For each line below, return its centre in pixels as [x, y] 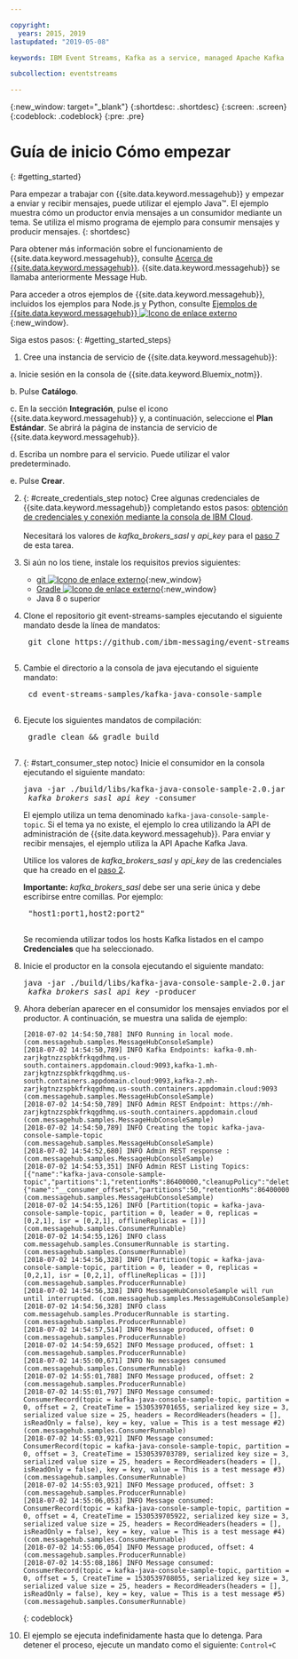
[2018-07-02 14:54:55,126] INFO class [94, 1237]
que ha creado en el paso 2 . [74, 870]
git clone [49, 642]
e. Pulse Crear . [38, 481]
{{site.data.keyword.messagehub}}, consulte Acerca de [112, 258]
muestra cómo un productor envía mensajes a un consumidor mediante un [146, 213]
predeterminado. [41, 464]
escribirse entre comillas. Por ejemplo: [93, 897]
